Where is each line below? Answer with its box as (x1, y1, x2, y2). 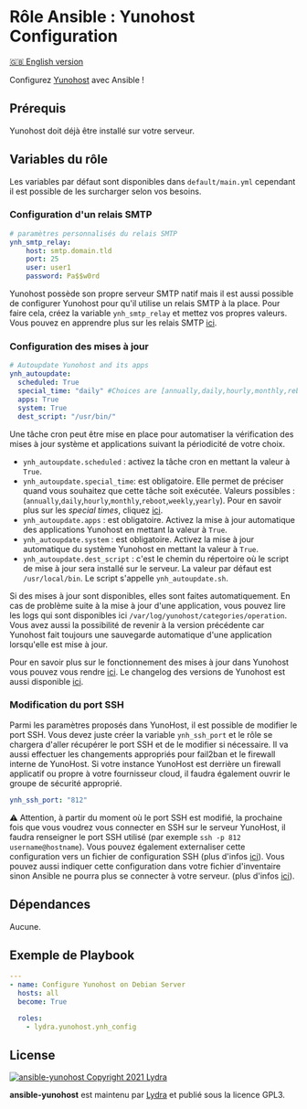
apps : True (17, 395, 59, 404)
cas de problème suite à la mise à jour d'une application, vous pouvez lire (9, 600, 286, 611)
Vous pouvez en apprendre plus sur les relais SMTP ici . (9, 317, 217, 328)
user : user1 (26, 263, 71, 272)
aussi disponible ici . (9, 676, 84, 687)
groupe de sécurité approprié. (9, 777, 122, 788)
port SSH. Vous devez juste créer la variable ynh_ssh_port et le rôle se (9, 729, 273, 740)
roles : (17, 1013, 43, 1023)
